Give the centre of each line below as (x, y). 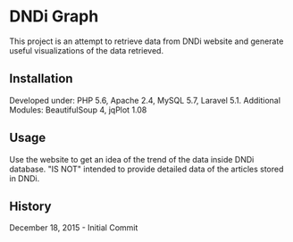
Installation (41, 79)
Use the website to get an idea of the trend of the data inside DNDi (132, 159)
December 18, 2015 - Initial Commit (74, 228)
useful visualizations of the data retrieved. (86, 50)
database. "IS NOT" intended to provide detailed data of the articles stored (146, 169)
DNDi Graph (54, 17)
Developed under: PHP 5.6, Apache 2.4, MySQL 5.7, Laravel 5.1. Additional (145, 100)
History (30, 206)
